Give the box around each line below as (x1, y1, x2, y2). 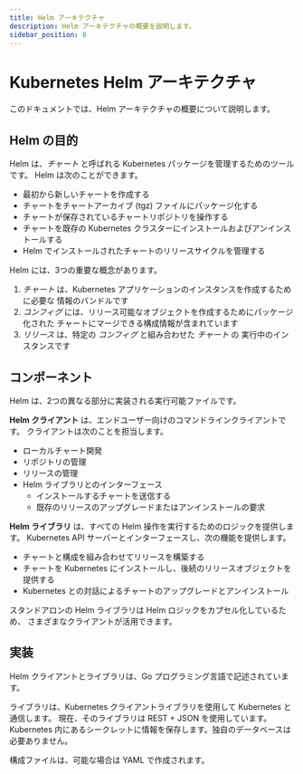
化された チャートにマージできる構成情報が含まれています (22, 318, 239, 329)
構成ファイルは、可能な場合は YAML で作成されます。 (9, 754, 210, 765)
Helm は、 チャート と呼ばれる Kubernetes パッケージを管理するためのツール (9, 158, 295, 169)
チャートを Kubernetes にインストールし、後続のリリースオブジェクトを (22, 562, 292, 573)
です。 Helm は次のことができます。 (9, 169, 143, 181)
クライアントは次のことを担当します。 (26, 425, 169, 436)
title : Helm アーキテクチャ (9, 13, 106, 23)
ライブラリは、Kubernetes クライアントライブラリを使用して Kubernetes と (9, 701, 292, 712)
